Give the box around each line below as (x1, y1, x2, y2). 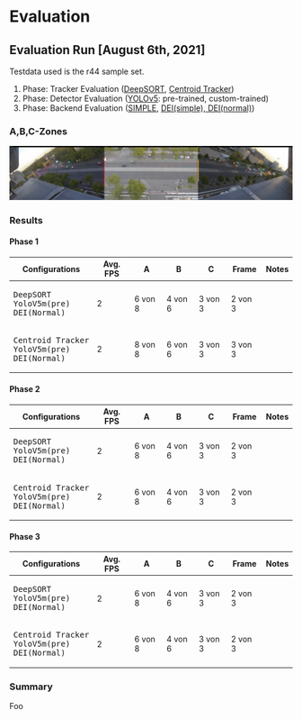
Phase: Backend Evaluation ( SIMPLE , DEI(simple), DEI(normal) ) (22, 103, 255, 114)
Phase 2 (9, 384, 40, 395)
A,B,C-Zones (9, 124, 67, 137)
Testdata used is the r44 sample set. (9, 66, 145, 77)
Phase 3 (9, 531, 40, 542)
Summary (9, 680, 54, 693)
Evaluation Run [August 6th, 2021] (9, 42, 206, 58)
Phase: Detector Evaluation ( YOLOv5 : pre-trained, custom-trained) (22, 93, 270, 104)
